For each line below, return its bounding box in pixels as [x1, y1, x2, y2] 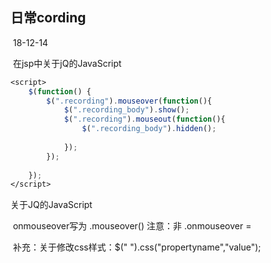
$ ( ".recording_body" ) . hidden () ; [81, 124, 217, 134]
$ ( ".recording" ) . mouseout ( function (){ [63, 114, 226, 125]
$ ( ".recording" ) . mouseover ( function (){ [46, 96, 213, 106]
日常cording [10, 9, 87, 27]
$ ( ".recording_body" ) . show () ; [63, 105, 190, 115]
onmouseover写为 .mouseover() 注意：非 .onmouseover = [12, 220, 252, 232]
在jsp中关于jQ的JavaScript [12, 57, 122, 69]
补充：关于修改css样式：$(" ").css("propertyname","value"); [12, 241, 262, 253]
